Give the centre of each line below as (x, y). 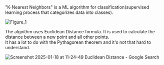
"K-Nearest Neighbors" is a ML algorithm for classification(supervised (77, 7)
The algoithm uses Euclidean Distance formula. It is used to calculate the (80, 32)
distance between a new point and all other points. (57, 37)
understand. (18, 47)
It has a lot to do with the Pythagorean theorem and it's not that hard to (78, 42)
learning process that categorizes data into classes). (59, 12)
